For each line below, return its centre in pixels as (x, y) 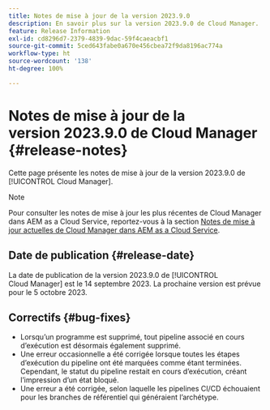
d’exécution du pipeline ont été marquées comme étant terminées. (131, 363)
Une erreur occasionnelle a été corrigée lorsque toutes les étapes (130, 354)
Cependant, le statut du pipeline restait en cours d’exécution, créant (133, 372)
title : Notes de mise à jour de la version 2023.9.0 (99, 16)
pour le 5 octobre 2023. (48, 292)
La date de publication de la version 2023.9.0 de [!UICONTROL (114, 275)
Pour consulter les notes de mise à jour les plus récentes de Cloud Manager (135, 212)
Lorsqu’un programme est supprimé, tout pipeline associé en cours (132, 337)
